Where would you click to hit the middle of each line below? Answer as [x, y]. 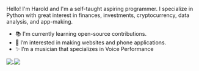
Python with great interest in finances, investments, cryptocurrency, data [98, 15]
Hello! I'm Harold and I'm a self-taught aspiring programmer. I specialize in [100, 9]
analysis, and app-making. [40, 22]
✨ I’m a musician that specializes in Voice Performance [84, 49]
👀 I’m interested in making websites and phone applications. [91, 42]
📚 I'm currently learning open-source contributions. [81, 34]
